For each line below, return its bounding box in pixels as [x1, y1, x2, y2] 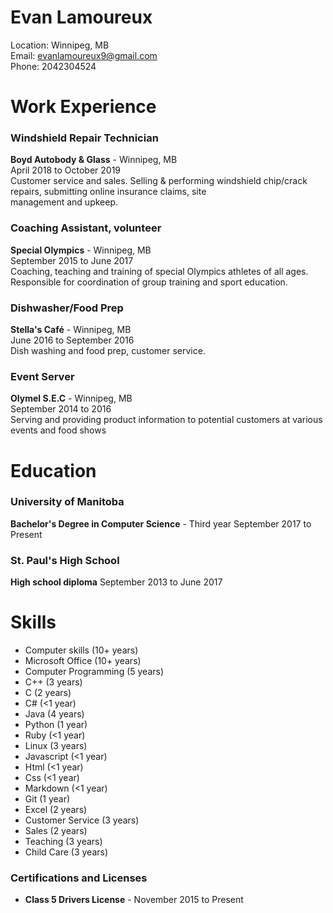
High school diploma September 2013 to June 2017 [10, 576, 223, 588]
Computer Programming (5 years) [24, 666, 165, 678]
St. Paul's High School [10, 553, 120, 567]
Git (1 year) [24, 793, 71, 805]
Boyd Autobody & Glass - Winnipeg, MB [10, 154, 178, 166]
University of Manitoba [10, 495, 125, 509]
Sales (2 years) [24, 825, 88, 837]
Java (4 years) [24, 708, 85, 720]
